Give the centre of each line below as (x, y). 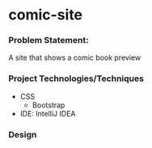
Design (23, 134)
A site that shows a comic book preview (75, 57)
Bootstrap (49, 105)
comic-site (46, 15)
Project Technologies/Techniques (76, 78)
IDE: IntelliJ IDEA (48, 113)
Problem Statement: (49, 40)
